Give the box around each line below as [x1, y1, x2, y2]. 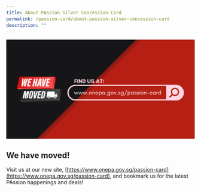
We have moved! [6, 150, 70, 161]
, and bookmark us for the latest [109, 172, 188, 179]
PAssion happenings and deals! [6, 179, 84, 186]
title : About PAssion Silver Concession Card [6, 10, 121, 16]
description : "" [6, 22, 47, 28]
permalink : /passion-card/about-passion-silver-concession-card [6, 16, 170, 22]
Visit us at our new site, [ [6, 166, 68, 173]
